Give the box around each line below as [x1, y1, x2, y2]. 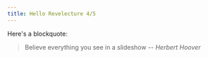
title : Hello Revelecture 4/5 [7, 10, 97, 17]
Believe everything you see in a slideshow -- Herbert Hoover [24, 43, 201, 51]
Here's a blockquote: [7, 29, 68, 38]
